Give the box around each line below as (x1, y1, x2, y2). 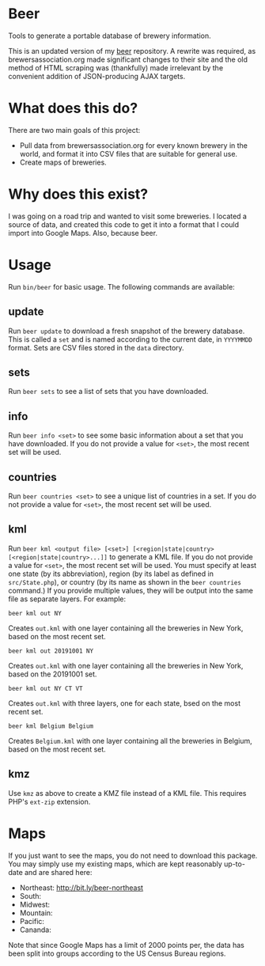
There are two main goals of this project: (8, 125, 141, 134)
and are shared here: (24, 867, 93, 877)
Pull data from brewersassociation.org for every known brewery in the (19, 140, 248, 150)
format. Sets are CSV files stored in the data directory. (8, 343, 184, 352)
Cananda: (19, 925, 51, 934)
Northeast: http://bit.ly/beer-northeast (19, 883, 144, 892)
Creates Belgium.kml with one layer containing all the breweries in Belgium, (8, 736, 253, 745)
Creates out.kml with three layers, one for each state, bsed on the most (8, 698, 241, 708)
